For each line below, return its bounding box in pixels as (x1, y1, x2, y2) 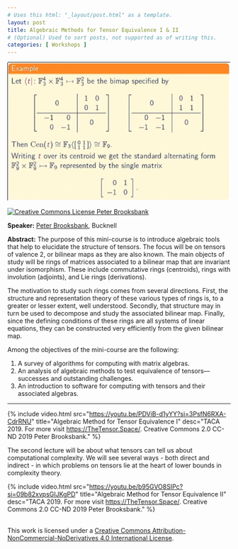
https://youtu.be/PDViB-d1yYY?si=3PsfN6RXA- (89, 410, 227, 418)
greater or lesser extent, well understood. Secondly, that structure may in (7, 301, 221, 310)
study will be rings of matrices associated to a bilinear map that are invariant (7, 257, 230, 266)
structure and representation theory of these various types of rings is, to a (7, 294, 224, 303)
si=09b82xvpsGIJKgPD (7, 490, 76, 499)
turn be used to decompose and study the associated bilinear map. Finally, (7, 309, 225, 318)
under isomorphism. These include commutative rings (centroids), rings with (7, 265, 231, 274)
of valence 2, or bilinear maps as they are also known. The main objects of (7, 250, 225, 259)
